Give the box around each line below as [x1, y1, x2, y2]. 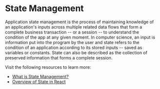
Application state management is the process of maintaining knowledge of [5, 19, 154, 25]
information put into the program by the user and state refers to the [5, 39, 140, 45]
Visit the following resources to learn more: [5, 64, 91, 70]
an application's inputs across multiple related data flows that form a [5, 24, 142, 30]
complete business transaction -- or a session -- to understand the [5, 29, 140, 35]
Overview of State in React [12, 78, 66, 85]
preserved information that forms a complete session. [5, 55, 113, 60]
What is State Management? [12, 74, 69, 79]
